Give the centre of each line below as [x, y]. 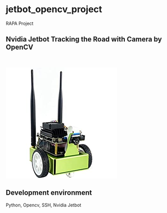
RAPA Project [20, 23]
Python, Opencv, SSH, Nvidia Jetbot [44, 205]
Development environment [49, 193]
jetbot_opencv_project [54, 9]
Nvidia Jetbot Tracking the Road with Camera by [84, 39]
